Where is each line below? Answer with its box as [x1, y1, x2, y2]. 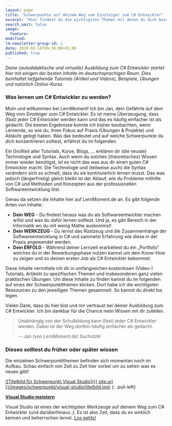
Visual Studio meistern [5, 394, 55, 400]
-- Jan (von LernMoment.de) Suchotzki [17, 333, 101, 339]
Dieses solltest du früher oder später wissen [5, 346, 118, 353]
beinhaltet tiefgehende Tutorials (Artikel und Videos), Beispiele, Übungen [5, 75, 160, 82]
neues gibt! [5, 369, 29, 375]
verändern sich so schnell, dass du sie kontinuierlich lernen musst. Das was [5, 170, 165, 176]
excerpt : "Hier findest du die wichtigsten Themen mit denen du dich [5, 17, 157, 22]
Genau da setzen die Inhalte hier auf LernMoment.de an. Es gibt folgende [5, 196, 160, 202]
